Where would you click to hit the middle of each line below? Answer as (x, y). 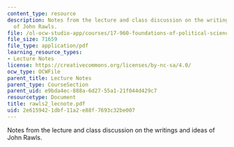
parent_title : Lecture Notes (49, 78)
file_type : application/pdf (48, 46)
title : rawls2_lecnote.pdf (46, 104)
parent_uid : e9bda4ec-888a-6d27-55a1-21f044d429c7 (82, 91)
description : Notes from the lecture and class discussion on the (106, 20)
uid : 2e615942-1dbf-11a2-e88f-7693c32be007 (71, 110)
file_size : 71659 (32, 40)
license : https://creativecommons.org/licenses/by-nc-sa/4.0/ (99, 65)
